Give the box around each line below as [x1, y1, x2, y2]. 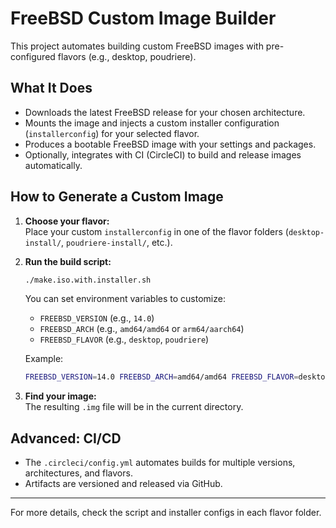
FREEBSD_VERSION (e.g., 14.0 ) [39, 312, 155, 324]
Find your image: [24, 390, 97, 402]
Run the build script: [24, 255, 112, 267]
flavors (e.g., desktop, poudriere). [57, 50, 197, 62]
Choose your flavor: [24, 215, 110, 227]
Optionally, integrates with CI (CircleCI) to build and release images [24, 148, 302, 161]
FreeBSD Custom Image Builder [10, 7, 277, 30]
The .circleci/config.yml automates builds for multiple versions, [24, 457, 296, 469]
